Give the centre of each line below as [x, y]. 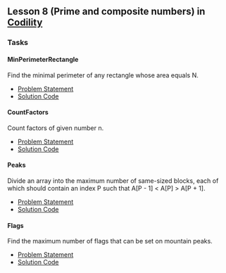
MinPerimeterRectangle [43, 59]
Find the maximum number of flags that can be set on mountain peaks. [110, 241]
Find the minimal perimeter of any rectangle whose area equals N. [103, 75]
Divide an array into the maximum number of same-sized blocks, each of [113, 180]
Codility [25, 23]
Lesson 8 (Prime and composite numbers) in [106, 12]
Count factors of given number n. [56, 128]
